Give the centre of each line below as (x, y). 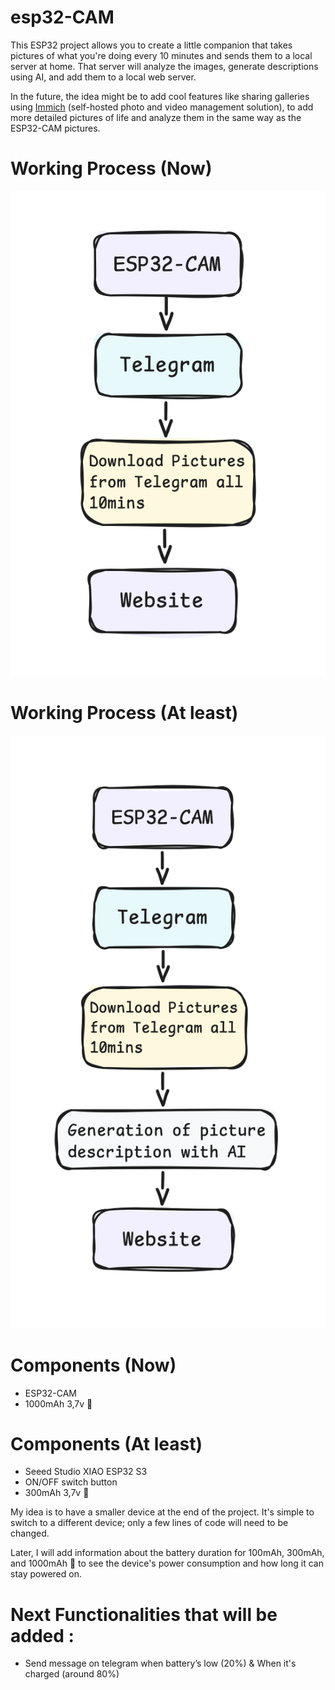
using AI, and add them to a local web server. (103, 77)
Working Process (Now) (111, 168)
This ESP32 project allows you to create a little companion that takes (151, 45)
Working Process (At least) (124, 713)
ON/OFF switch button (71, 1482)
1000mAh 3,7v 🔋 (58, 1403)
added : (42, 1635)
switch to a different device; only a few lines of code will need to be (149, 1523)
